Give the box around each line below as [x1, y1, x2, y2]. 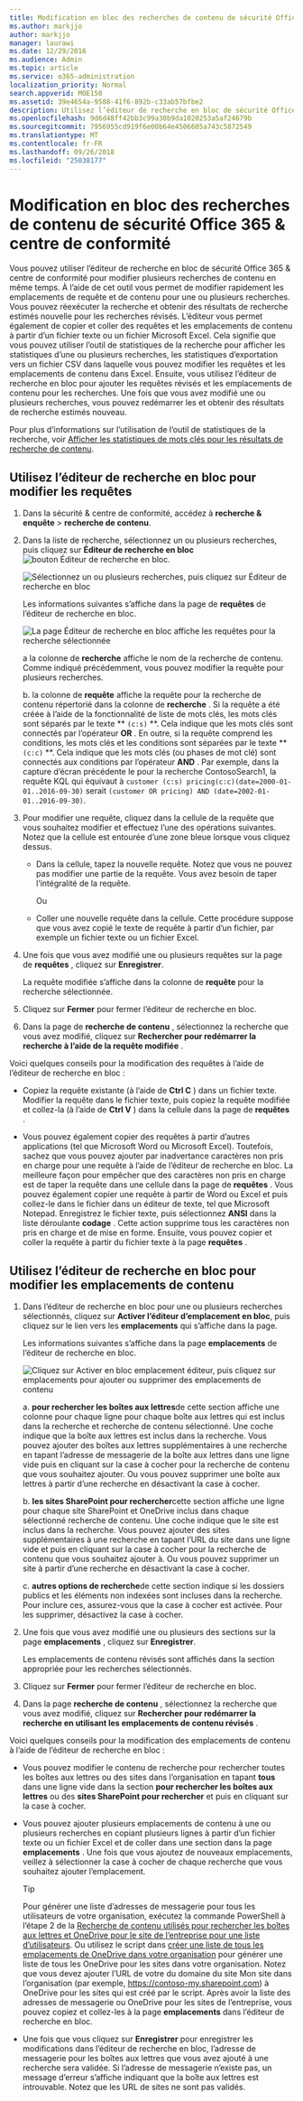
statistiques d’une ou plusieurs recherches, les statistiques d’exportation [9, 349, 278, 360]
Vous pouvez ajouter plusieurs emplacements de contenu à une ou [22, 1818, 271, 1829]
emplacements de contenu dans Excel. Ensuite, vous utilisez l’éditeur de [9, 368, 277, 379]
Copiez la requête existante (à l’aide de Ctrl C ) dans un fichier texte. [22, 1085, 278, 1096]
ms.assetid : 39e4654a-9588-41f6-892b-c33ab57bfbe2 [9, 97, 204, 107]
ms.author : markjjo [9, 22, 83, 31]
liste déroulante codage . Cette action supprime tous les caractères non [22, 1218, 290, 1229]
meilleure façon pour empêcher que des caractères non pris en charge [22, 1170, 286, 1181]
